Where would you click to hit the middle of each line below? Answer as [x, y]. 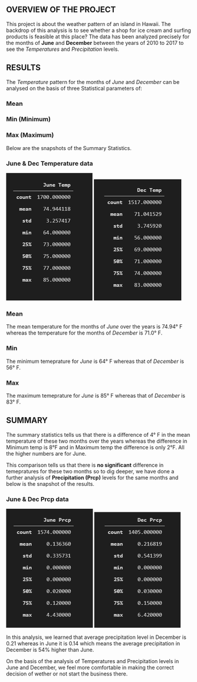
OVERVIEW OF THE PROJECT [61, 10]
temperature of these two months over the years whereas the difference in [97, 441]
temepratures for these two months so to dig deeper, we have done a [90, 471]
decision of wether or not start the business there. [67, 674]
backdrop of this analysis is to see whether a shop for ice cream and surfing [99, 30]
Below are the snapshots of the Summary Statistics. [69, 148]
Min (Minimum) [29, 119]
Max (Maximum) [30, 135]
